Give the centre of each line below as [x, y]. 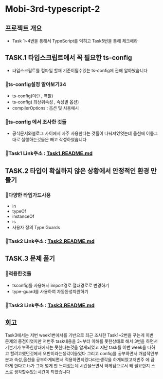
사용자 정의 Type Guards [36, 228]
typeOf [19, 211]
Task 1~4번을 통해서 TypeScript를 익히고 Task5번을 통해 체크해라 [75, 41]
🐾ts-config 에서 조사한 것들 [36, 122]
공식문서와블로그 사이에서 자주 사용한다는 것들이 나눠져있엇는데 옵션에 [78, 133]
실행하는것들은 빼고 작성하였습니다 [54, 140]
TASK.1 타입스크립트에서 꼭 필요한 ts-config [69, 58]
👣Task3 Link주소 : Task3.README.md [50, 305]
